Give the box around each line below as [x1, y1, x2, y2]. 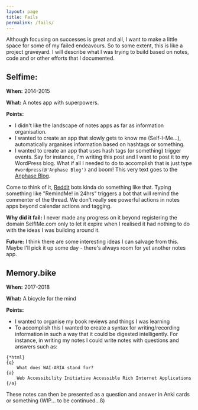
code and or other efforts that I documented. [6, 54, 115, 62]
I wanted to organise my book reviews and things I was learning [14, 318, 170, 325]
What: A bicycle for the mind [6, 295, 77, 302]
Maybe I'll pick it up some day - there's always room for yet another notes [6, 244, 186, 251]
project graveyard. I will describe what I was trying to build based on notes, [6, 49, 189, 56]
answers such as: [14, 343, 58, 350]
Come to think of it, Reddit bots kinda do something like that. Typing [6, 184, 171, 191]
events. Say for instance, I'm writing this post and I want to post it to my [14, 153, 189, 160]
